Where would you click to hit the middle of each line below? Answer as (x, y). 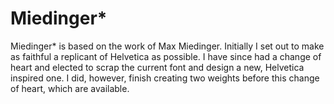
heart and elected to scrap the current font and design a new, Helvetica (157, 67)
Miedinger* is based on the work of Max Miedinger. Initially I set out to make (167, 46)
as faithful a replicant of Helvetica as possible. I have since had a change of (166, 56)
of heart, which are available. (70, 88)
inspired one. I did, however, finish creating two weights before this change (165, 78)
